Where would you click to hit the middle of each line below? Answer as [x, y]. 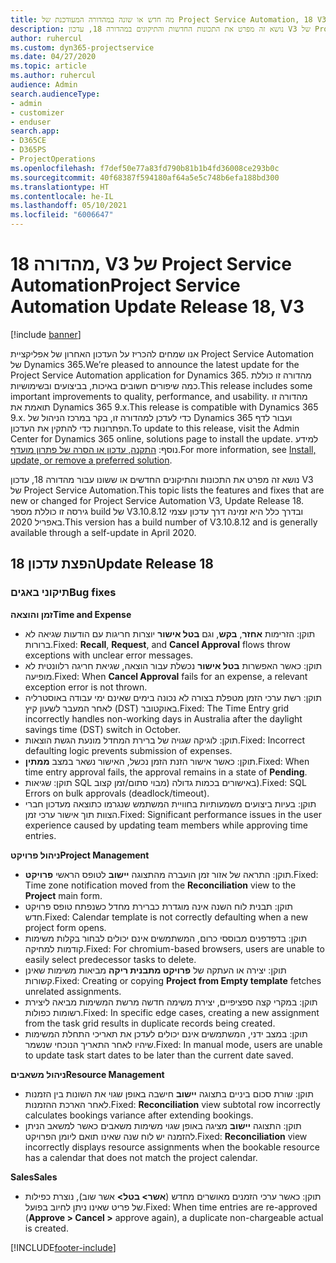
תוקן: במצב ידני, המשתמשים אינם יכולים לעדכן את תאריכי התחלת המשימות [166, 1033]
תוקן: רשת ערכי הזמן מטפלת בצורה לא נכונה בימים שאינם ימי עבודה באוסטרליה [173, 697]
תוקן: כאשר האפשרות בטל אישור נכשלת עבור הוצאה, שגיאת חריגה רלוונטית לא [173, 665]
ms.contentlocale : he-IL [62, 196]
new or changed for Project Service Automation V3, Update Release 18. [157, 500]
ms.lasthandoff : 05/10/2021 [69, 206]
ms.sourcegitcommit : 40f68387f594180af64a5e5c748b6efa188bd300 [145, 177]
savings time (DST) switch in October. [103, 729]
